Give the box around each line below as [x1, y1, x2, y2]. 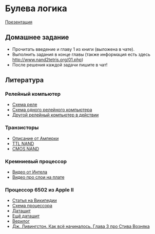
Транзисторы [5, 124, 39, 131]
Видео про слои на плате [12, 174, 65, 180]
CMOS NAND [12, 146, 39, 151]
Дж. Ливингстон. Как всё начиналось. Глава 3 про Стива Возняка [12, 223, 150, 230]
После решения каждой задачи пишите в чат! [12, 62, 108, 67]
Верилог [12, 218, 30, 224]
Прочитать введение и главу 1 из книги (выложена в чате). [12, 46, 135, 52]
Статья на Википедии [12, 197, 57, 203]
